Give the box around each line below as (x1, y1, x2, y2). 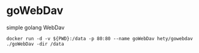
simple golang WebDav (6, 24, 65, 31)
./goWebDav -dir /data (6, 41, 64, 47)
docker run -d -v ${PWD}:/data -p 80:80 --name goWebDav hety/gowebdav (6, 35, 193, 41)
